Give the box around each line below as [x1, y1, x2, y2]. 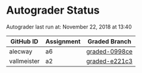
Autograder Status [6, 4, 100, 17]
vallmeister [9, 57, 40, 65]
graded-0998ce [86, 47, 132, 55]
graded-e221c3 [86, 57, 132, 65]
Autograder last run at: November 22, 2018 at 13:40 [6, 23, 132, 30]
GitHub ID [10, 37, 39, 45]
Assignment [45, 37, 81, 45]
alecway [9, 47, 33, 55]
